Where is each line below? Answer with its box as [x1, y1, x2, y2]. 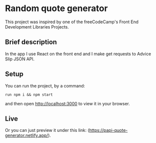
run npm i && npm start [5, 92, 53, 97]
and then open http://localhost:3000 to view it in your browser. [5, 100, 130, 106]
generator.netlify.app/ [5, 132, 48, 138]
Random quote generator [5, 3, 108, 14]
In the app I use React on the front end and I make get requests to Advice [5, 51, 151, 57]
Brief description [5, 38, 57, 46]
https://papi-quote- [89, 128, 128, 133]
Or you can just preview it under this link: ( [5, 128, 90, 133]
